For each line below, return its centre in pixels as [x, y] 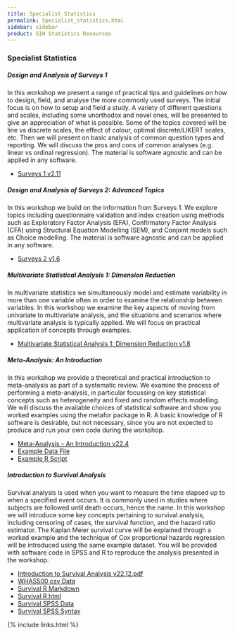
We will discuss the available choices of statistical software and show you [114, 408]
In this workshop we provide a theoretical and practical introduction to [109, 378]
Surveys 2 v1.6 [39, 259]
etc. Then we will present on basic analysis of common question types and [116, 137]
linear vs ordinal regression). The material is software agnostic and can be [115, 153]
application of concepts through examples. [69, 330]
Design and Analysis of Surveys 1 [57, 75]
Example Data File [44, 451]
